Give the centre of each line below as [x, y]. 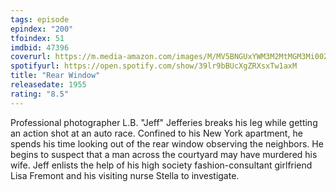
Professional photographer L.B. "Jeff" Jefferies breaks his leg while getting [164, 122]
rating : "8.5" [40, 94]
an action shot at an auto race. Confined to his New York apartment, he [156, 133]
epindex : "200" [42, 29]
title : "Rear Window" [55, 76]
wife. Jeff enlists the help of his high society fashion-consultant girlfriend [161, 165]
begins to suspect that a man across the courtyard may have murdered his [164, 154]
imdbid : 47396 [40, 47]
